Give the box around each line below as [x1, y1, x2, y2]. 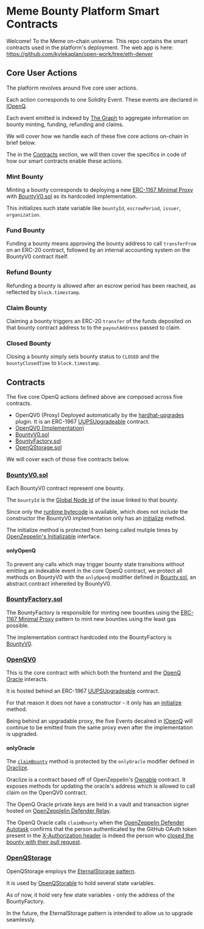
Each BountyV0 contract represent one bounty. [6, 485, 125, 492]
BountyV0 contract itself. [6, 253, 69, 260]
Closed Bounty [6, 339, 52, 348]
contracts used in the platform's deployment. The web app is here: [6, 44, 174, 51]
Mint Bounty [6, 172, 44, 181]
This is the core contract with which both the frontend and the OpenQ [6, 669, 181, 676]
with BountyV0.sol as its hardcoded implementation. [6, 193, 138, 200]
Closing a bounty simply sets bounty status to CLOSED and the [6, 353, 160, 360]
